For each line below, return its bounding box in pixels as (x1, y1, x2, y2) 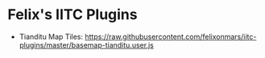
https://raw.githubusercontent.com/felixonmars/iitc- (85, 32, 257, 41)
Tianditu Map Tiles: (19, 32, 84, 41)
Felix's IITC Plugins (7, 6, 138, 24)
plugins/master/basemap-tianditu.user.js (19, 40, 154, 49)
